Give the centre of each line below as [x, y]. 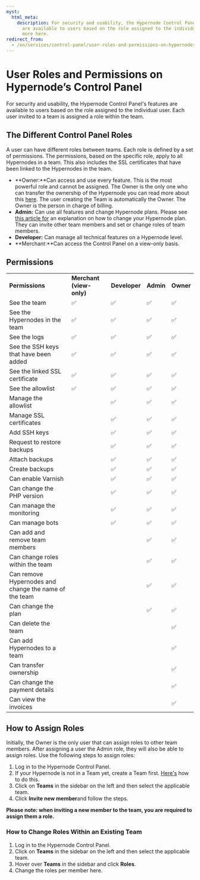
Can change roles [34, 557]
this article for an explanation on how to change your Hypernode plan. [101, 218]
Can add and [27, 533]
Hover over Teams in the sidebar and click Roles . [75, 864]
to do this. [27, 780]
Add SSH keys [29, 433]
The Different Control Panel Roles [69, 135]
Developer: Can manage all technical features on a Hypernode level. [99, 237]
